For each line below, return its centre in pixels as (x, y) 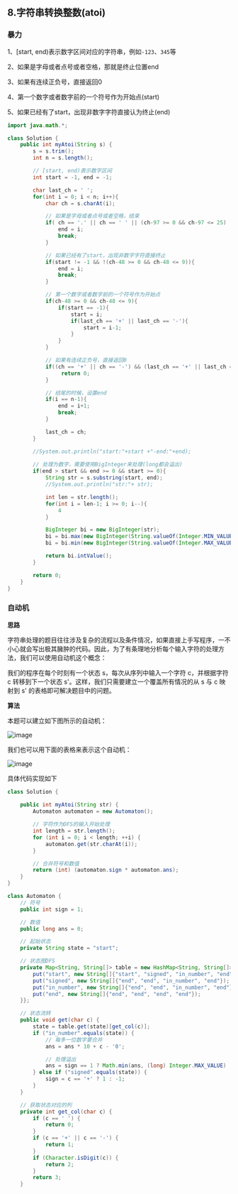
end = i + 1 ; (74, 406)
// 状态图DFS (38, 961)
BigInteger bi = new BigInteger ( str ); (102, 530)
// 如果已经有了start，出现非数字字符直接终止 (106, 255)
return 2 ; (59, 1164)
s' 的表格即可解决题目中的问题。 (68, 690)
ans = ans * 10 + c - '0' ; (85, 1046)
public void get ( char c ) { (60, 1020)
